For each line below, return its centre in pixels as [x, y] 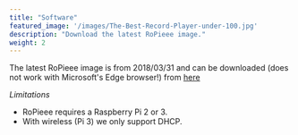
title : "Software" [43, 17]
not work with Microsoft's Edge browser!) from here [105, 78]
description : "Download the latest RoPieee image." [107, 34]
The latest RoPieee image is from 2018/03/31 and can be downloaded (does [149, 68]
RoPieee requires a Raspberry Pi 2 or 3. [95, 112]
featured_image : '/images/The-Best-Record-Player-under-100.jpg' [133, 26]
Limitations [30, 95]
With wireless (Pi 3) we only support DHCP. [102, 122]
